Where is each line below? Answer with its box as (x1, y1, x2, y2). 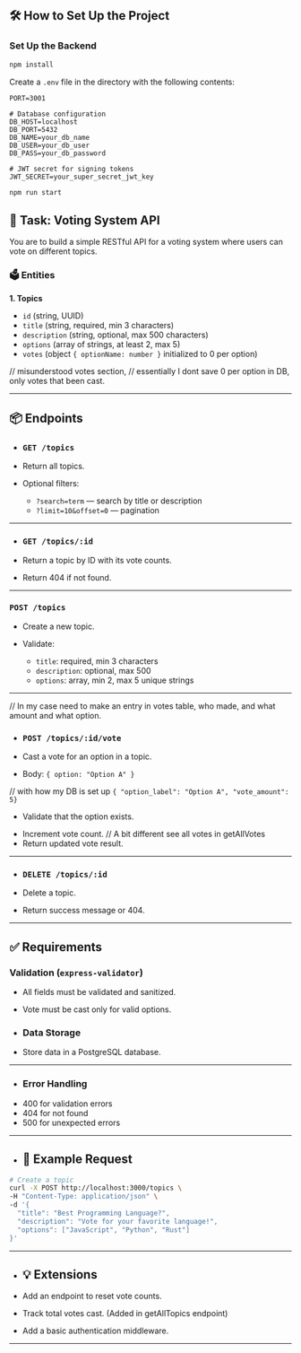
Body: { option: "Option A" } (21, 769, 135, 780)
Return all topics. (21, 461, 85, 472)
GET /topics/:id (21, 537, 94, 546)
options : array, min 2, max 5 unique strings (35, 675, 194, 685)
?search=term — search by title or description (35, 495, 203, 506)
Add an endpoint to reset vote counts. (21, 1291, 163, 1302)
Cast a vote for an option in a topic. (21, 751, 152, 762)
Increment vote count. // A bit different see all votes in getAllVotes (21, 829, 266, 840)
